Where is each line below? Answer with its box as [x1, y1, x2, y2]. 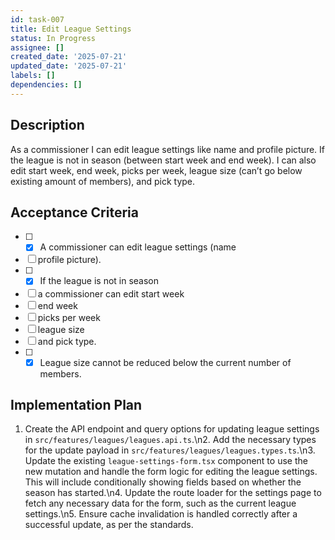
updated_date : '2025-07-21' [10, 61, 128, 71]
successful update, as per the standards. [24, 519, 194, 531]
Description [10, 117, 85, 134]
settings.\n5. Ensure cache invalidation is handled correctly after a [24, 508, 298, 520]
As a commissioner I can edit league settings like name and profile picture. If [10, 143, 326, 155]
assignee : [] [10, 42, 65, 53]
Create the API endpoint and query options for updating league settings [24, 423, 320, 435]
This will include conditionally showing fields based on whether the [24, 476, 302, 488]
